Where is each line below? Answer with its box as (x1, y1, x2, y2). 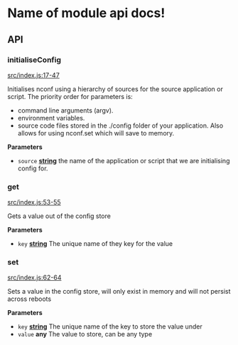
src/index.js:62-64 (7, 273, 62, 282)
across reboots (7, 294, 52, 304)
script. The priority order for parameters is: (7, 92, 133, 101)
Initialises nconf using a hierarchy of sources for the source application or (7, 84, 224, 93)
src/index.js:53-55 (7, 198, 62, 207)
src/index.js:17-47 (7, 71, 60, 79)
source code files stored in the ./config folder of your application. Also (17, 121, 224, 130)
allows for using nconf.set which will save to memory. (17, 128, 175, 137)
